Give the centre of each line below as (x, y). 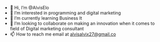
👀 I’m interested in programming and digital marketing (65, 13)
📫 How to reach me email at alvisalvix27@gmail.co (63, 34)
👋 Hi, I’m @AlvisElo (29, 8)
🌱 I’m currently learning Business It (46, 18)
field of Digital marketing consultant (47, 29)
